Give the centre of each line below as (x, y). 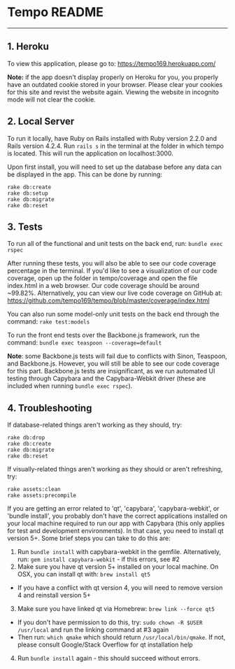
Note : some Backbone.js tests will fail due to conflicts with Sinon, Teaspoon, (117, 356)
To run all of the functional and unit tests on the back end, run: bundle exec (115, 244)
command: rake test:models (49, 322)
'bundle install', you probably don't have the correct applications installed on (117, 516)
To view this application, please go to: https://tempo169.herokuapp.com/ (112, 63)
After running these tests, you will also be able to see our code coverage (112, 263)
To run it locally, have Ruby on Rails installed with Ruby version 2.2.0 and (112, 138)
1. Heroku (28, 47)
